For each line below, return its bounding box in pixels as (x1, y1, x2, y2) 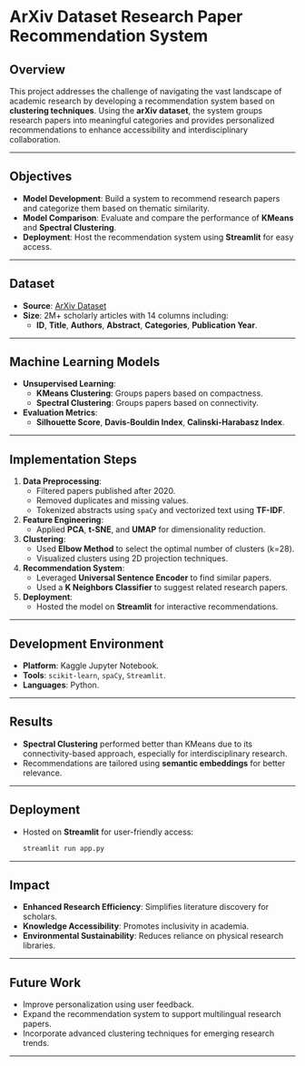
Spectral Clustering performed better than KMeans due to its (22, 738, 252, 749)
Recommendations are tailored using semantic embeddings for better (22, 757, 286, 768)
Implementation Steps (9, 451, 138, 467)
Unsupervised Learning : (22, 379, 116, 390)
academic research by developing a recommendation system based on (9, 95, 275, 106)
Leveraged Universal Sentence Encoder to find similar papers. (35, 572, 272, 583)
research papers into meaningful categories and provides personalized (9, 115, 275, 125)
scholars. (22, 911, 57, 923)
